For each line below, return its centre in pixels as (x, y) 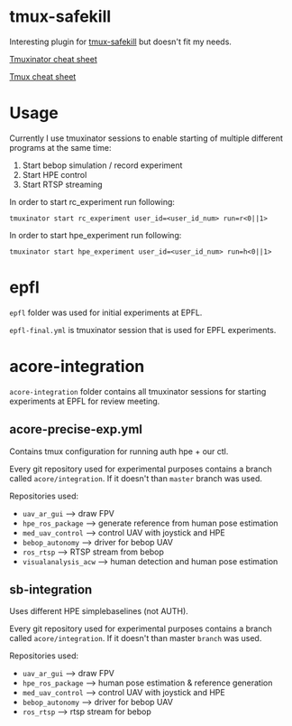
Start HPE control (55, 174)
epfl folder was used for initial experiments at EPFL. (106, 312)
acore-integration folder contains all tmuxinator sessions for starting (138, 391)
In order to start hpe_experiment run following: (96, 235)
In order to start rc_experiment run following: (92, 201)
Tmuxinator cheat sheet (53, 59)
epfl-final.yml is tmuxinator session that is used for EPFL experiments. (143, 330)
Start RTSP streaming (62, 184)
